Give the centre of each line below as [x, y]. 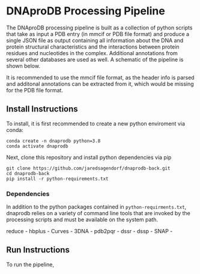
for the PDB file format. [35, 90]
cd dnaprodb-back [28, 173]
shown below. [23, 66]
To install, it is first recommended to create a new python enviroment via [95, 124]
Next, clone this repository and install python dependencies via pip [89, 157]
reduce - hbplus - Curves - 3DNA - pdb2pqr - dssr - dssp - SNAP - [89, 231]
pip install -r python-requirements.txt [58, 179]
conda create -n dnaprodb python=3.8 [53, 141]
